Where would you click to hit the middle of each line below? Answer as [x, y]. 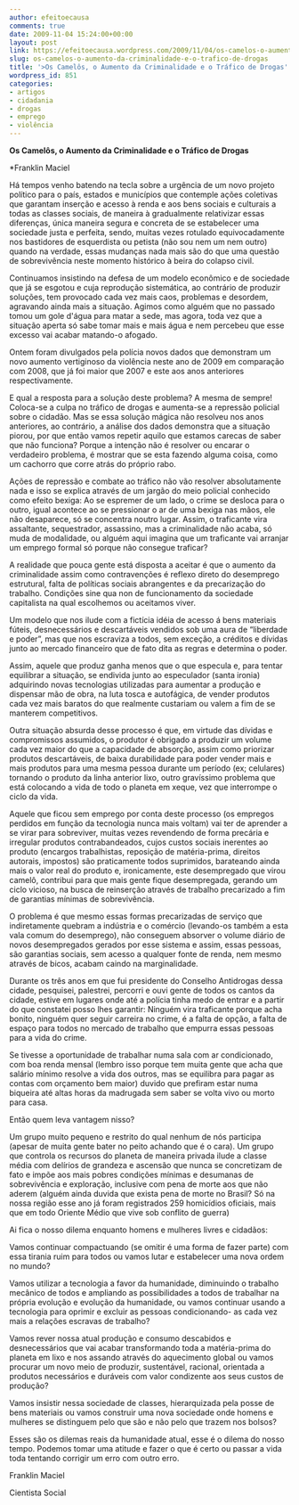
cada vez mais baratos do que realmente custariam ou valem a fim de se [142, 703]
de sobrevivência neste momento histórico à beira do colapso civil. [132, 261]
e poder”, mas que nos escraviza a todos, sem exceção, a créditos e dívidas [149, 639]
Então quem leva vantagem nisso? [72, 1120]
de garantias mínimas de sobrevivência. [82, 899]
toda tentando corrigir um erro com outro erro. [94, 1458]
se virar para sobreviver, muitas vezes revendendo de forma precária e [139, 833]
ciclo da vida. [34, 797]
